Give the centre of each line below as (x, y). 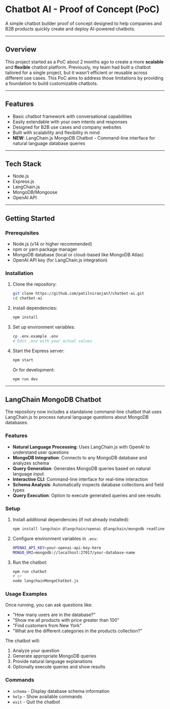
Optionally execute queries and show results (59, 667)
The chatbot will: (23, 641)
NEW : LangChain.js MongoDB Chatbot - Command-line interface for (84, 138)
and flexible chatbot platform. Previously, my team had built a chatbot (78, 67)
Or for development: (33, 369)
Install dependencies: (35, 308)
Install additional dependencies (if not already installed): (71, 519)
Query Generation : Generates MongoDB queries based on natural (81, 468)
